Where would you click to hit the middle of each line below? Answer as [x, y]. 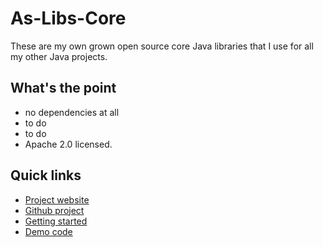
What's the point [63, 88]
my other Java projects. [59, 56]
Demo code [48, 231]
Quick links [46, 175]
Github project [54, 210]
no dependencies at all [72, 112]
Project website [57, 199]
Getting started [56, 221]
